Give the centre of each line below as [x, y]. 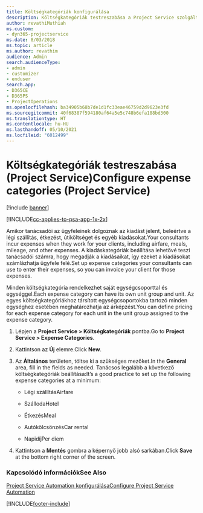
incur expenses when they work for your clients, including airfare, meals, [97, 244]
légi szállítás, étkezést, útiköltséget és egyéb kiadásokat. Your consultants [98, 237]
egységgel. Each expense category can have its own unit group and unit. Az [100, 294]
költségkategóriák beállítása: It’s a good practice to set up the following [103, 374]
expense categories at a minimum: [58, 380]
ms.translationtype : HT [36, 118]
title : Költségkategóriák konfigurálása [58, 12]
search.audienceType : [34, 62]
